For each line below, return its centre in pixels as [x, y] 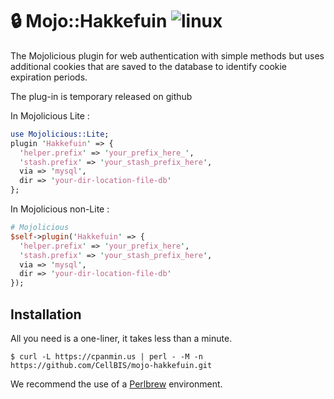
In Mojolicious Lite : [50, 115]
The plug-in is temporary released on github [101, 96]
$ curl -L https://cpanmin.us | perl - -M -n [106, 357]
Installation [46, 314]
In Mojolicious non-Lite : [60, 209]
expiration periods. [49, 77]
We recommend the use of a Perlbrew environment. [116, 384]
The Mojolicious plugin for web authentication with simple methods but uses [167, 55]
